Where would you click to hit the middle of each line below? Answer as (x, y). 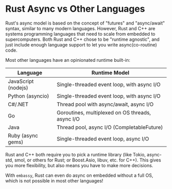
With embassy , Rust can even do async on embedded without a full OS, (79, 175)
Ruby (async (23, 135)
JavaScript (21, 81)
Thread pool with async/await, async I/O (105, 104)
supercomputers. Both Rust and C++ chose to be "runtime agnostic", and (82, 39)
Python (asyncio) (29, 96)
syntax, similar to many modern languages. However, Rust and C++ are (80, 28)
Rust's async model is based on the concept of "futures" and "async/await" (85, 23)
